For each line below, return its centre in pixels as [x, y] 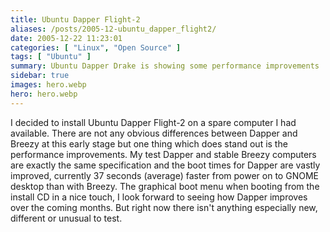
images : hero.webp [48, 85]
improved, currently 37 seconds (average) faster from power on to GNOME [164, 175]
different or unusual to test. [66, 218]
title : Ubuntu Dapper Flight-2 [75, 19]
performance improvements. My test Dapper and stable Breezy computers [163, 154]
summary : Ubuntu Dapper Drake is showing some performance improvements [165, 66]
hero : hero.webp [44, 94]
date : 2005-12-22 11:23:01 [66, 38]
